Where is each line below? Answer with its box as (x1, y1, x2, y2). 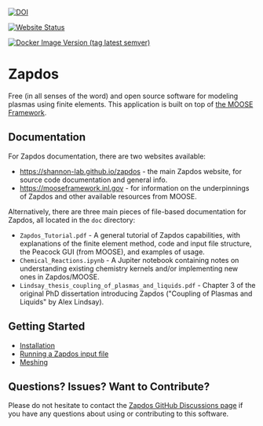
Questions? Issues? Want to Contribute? (8, 380, 210, 393)
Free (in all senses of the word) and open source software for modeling (8, 91, 239, 100)
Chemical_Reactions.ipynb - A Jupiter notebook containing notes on (19, 255, 239, 264)
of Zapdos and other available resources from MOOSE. (19, 191, 198, 201)
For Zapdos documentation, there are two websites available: (8, 151, 206, 161)
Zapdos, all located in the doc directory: (8, 215, 136, 224)
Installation (19, 340, 56, 350)
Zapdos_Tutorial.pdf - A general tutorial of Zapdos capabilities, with (19, 230, 241, 239)
